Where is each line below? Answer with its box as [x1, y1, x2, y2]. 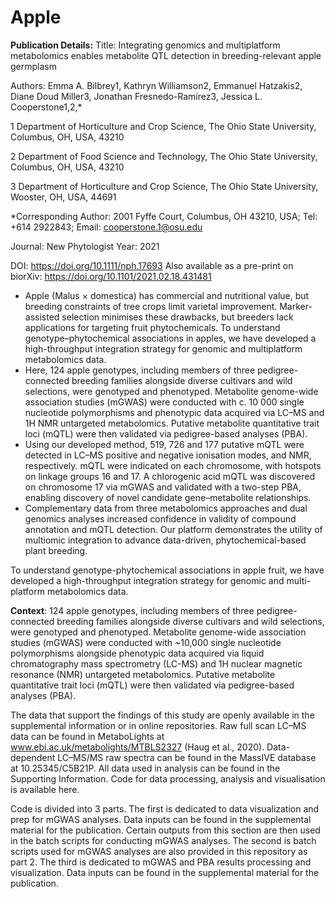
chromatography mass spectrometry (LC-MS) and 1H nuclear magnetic [10, 657, 303, 670]
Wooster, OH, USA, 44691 [10, 191, 117, 203]
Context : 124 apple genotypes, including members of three [10, 604, 255, 616]
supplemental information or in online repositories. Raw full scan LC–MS [10, 719, 307, 731]
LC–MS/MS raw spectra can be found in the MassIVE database [57, 751, 317, 763]
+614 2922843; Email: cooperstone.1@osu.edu [10, 221, 203, 233]
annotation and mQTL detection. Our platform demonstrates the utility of [24, 523, 323, 535]
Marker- [279, 300, 313, 312]
